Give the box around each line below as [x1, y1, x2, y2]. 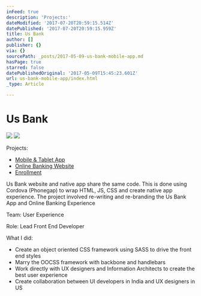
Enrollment [14, 168, 42, 176]
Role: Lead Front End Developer [6, 222, 85, 229]
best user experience [14, 271, 68, 279]
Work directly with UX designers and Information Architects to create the [14, 265, 195, 272]
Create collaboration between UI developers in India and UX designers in [14, 277, 195, 285]
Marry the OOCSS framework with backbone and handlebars [14, 258, 166, 265]
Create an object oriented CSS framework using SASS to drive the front [14, 246, 192, 253]
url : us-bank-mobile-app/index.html [6, 75, 98, 81]
